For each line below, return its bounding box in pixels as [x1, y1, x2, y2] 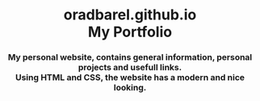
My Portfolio [87, 23, 173, 41]
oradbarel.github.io [63, 6, 197, 24]
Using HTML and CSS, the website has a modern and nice [15, 72, 245, 83]
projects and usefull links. [78, 62, 182, 74]
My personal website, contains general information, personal [7, 52, 253, 63]
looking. [113, 82, 147, 94]
